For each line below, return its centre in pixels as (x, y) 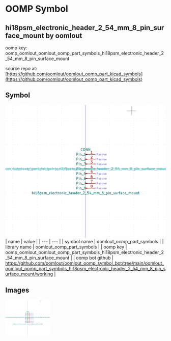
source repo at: (21, 68)
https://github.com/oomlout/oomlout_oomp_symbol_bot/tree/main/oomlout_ (85, 263)
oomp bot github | (95, 258)
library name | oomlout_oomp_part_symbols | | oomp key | (66, 247)
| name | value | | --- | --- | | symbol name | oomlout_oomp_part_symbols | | (84, 242)
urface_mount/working (29, 274)
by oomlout (64, 35)
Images (17, 290)
